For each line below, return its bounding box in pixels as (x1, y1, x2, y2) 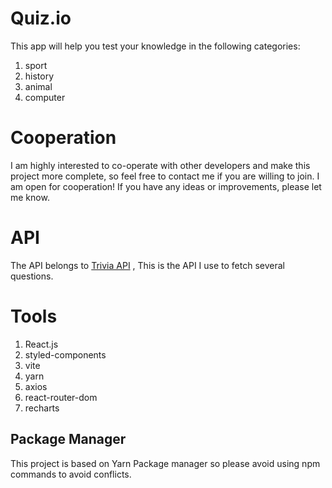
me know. (10, 191, 50, 203)
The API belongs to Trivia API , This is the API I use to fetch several (10, 259, 285, 271)
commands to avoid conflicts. (10, 468, 132, 480)
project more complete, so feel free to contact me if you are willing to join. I (10, 170, 320, 182)
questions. (10, 270, 54, 282)
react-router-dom (24, 391, 98, 403)
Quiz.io (10, 7, 72, 30)
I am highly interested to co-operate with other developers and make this (10, 159, 311, 171)
